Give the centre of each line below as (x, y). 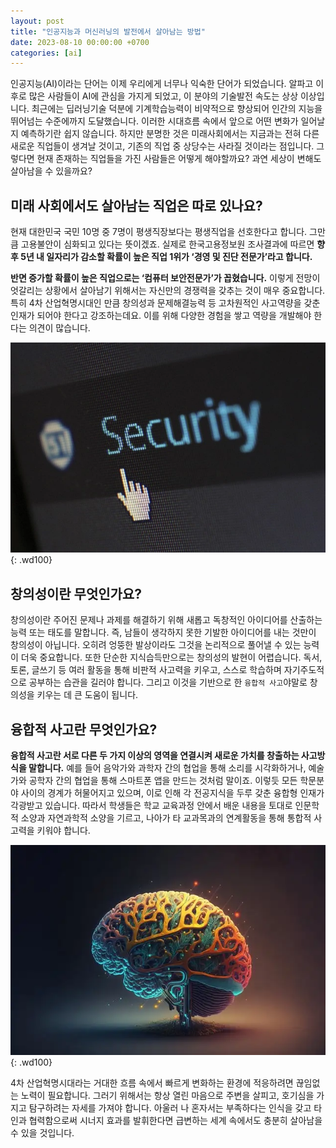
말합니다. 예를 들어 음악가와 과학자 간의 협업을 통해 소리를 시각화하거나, (167, 767)
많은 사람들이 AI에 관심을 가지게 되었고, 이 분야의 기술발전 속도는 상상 (163, 96)
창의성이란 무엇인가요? (76, 593)
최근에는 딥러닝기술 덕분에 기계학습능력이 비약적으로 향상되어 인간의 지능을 (177, 109)
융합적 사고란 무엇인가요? (84, 729)
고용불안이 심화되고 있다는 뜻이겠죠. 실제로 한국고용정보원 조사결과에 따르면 (167, 244)
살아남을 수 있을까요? (51, 171)
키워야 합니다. (63, 830)
